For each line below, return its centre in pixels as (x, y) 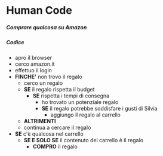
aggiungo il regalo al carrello (86, 115)
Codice (16, 42)
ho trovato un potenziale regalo (80, 102)
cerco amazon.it (35, 64)
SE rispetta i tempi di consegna (71, 96)
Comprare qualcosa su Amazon (47, 27)
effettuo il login (33, 70)
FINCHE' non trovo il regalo (48, 77)
